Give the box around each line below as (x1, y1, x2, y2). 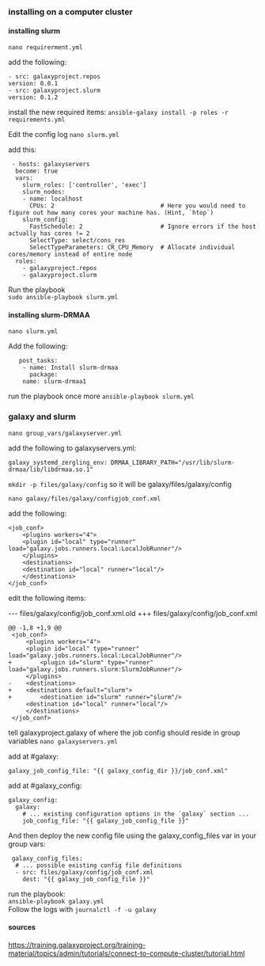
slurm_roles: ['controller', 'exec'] (22, 181, 147, 189)
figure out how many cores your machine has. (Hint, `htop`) (8, 209, 214, 217)
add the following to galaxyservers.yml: (8, 443, 137, 453)
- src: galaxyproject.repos (8, 73, 101, 81)
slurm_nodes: (22, 188, 66, 196)
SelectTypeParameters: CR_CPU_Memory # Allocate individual (28, 244, 236, 252)
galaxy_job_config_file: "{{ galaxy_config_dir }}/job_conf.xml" (8, 766, 228, 774)
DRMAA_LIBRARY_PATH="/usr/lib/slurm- (110, 458, 236, 466)
